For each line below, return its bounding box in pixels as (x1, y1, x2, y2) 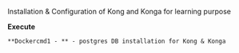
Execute (7, 22, 35, 31)
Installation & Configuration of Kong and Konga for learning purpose (7, 7, 231, 16)
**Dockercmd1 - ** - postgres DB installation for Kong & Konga (7, 37, 226, 45)
